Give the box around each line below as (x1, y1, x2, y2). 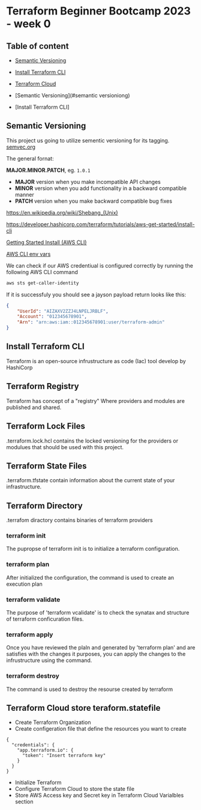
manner (14, 191, 34, 198)
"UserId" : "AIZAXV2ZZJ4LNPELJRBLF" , (17, 308, 109, 314)
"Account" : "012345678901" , (17, 314, 87, 320)
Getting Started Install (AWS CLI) (6, 239, 87, 246)
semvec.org (6, 143, 36, 150)
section (14, 798, 34, 805)
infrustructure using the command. (6, 657, 92, 664)
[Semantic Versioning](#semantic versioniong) (14, 92, 130, 99)
